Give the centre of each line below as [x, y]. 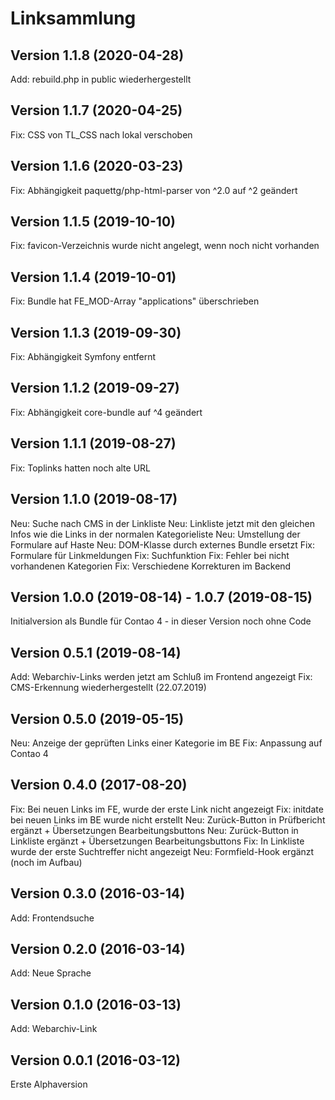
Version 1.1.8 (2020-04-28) [97, 55]
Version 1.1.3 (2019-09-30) [96, 332]
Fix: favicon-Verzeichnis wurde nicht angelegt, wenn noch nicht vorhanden [165, 246]
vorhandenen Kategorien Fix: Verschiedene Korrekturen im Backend [151, 566]
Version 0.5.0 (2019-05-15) [97, 718]
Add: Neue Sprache [51, 973]
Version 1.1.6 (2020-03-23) [97, 166]
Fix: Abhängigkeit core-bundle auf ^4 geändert [106, 412]
